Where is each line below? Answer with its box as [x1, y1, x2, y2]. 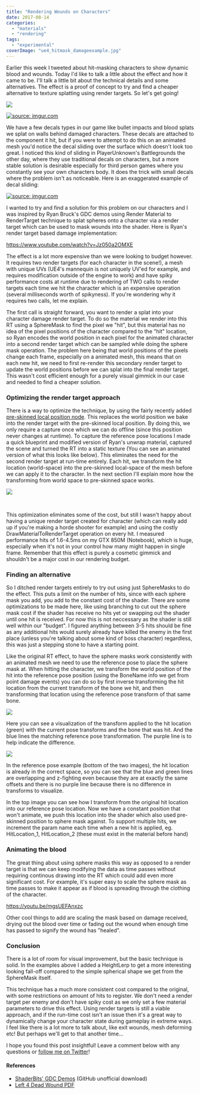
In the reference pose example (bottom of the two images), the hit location [6, 762, 189, 769]
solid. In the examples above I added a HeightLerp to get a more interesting [6, 961, 192, 969]
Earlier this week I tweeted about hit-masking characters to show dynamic [6, 64, 189, 71]
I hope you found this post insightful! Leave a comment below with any [6, 1041, 180, 1049]
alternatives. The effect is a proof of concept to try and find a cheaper [6, 83, 179, 90]
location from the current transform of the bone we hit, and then [6, 685, 164, 692]
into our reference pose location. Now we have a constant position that [6, 805, 181, 813]
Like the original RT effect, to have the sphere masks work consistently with [6, 652, 193, 660]
